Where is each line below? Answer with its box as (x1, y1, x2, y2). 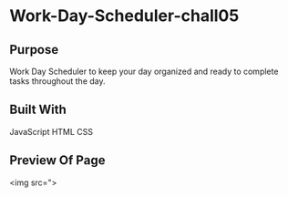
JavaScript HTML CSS (9, 126, 94, 137)
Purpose (9, 42, 59, 57)
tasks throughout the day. (9, 76, 107, 87)
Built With (9, 102, 67, 118)
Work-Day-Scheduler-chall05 (9, 5, 240, 26)
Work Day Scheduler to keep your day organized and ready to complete (9, 66, 279, 77)
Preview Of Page (9, 152, 106, 169)
